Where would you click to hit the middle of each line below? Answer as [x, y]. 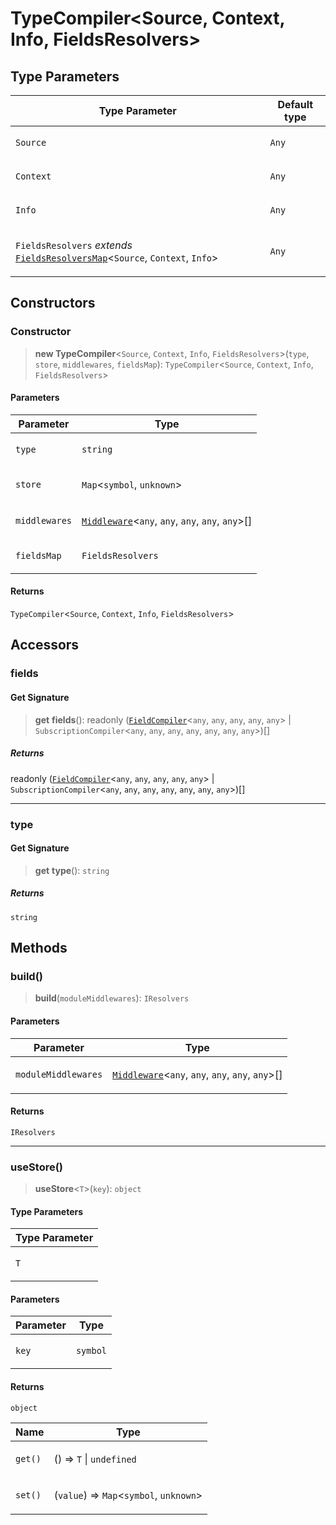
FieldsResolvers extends [74, 245]
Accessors [45, 645]
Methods [39, 948]
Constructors [53, 303]
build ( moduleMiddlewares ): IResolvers [112, 998]
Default [295, 104]
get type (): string [72, 870]
